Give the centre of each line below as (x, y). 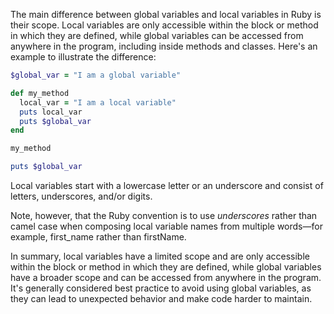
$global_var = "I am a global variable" (96, 75)
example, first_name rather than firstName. (98, 237)
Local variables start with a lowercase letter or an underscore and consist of (167, 185)
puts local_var (51, 112)
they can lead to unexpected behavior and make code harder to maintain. (161, 298)
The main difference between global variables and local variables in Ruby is (166, 14)
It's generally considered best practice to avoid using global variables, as (161, 288)
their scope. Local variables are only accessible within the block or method (164, 25)
